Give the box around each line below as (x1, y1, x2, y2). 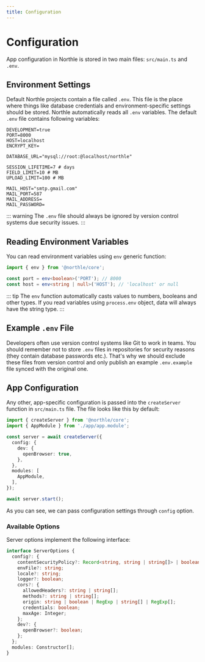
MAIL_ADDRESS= (6, 196, 43, 203)
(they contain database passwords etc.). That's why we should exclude (6, 352, 185, 359)
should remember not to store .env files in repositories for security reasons (6, 345, 195, 353)
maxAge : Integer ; (22, 610, 67, 616)
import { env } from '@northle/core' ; (6, 265, 105, 271)
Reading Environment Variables (6, 236, 129, 247)
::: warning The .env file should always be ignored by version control (6, 212, 179, 220)
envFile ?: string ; (17, 565, 64, 571)
